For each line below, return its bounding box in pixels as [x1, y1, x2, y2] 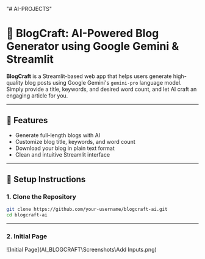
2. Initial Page [6, 232, 48, 241]
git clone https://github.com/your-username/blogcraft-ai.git [6, 207, 168, 213]
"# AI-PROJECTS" [6, 5, 52, 12]
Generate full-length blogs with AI [15, 131, 101, 139]
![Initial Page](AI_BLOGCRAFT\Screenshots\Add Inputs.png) [6, 246, 157, 254]
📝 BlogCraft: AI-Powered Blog [6, 27, 159, 40]
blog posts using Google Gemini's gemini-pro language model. [24, 79, 182, 86]
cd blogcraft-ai [6, 212, 48, 218]
